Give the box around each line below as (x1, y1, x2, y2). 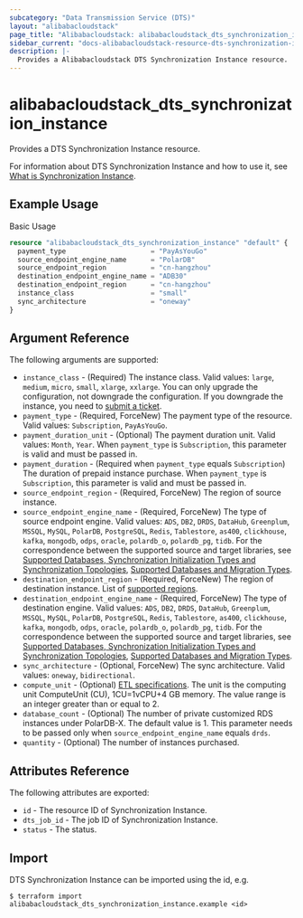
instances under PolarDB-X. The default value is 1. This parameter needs (22, 718, 293, 729)
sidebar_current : (9, 38, 75, 48)
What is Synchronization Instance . (9, 170, 137, 181)
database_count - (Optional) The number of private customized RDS (22, 708, 273, 719)
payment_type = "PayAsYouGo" (17, 246, 207, 256)
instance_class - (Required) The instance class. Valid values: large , (22, 372, 275, 383)
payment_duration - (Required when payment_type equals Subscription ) (22, 459, 286, 469)
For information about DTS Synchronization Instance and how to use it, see (9, 160, 289, 172)
